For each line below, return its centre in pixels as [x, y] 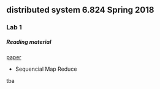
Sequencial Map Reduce [46, 69]
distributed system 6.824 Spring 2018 [80, 10]
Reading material [29, 41]
